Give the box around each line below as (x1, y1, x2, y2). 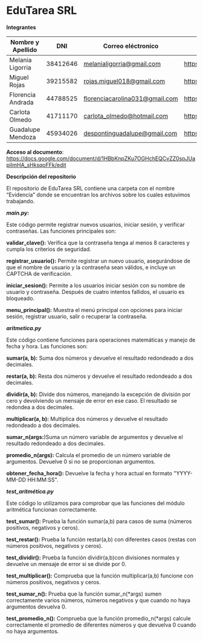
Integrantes (6, 24, 36, 31)
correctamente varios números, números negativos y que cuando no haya (6, 596, 190, 604)
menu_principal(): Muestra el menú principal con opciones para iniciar (6, 306, 183, 313)
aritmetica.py (6, 324, 42, 331)
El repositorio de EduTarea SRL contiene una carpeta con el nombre (6, 184, 175, 192)
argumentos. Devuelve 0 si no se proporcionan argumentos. (6, 458, 156, 465)
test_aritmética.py (6, 487, 54, 495)
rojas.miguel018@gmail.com (83, 77, 166, 85)
